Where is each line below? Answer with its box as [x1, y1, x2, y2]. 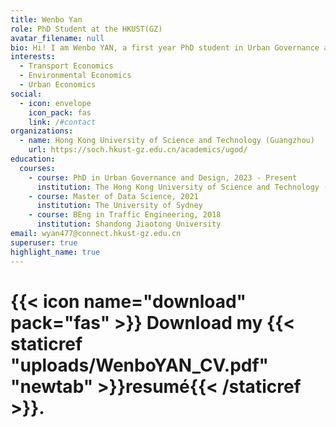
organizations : [10, 126, 74, 136]
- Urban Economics [19, 80, 97, 90]
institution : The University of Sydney [36, 201, 203, 211]
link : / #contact [28, 117, 97, 127]
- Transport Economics [19, 61, 114, 71]
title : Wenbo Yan [10, 14, 83, 25]
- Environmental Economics [19, 71, 132, 81]
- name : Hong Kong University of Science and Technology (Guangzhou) [19, 136, 315, 146]
